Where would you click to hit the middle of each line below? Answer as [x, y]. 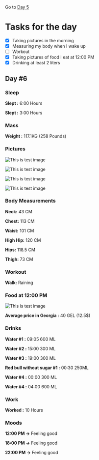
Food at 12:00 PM [26, 295]
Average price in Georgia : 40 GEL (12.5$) [48, 316]
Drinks [13, 328]
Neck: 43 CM [19, 211]
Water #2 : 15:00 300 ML [30, 348]
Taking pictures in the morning [43, 40]
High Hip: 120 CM [23, 240]
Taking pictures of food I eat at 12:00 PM [53, 57]
